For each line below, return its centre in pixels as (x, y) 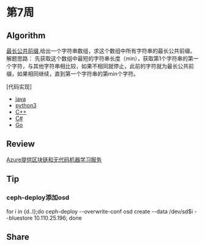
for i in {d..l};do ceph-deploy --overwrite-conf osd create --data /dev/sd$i (100, 211)
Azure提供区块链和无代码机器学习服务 (54, 159)
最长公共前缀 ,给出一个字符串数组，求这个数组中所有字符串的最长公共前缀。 (101, 51)
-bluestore (20, 218)
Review (21, 144)
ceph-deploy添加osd (38, 198)
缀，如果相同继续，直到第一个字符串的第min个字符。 (73, 74)
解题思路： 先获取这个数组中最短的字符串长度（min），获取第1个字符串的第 (100, 58)
